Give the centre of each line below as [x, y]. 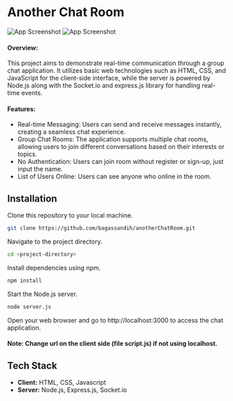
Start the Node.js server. [43, 294]
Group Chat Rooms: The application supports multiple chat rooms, [113, 139]
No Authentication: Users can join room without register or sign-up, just [120, 162]
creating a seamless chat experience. [71, 132]
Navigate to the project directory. [55, 241]
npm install [24, 281]
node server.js [29, 307]
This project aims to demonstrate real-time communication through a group [116, 63]
